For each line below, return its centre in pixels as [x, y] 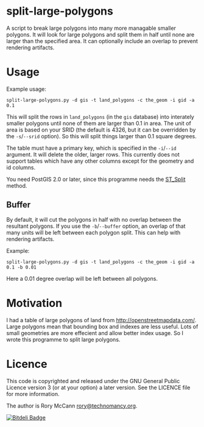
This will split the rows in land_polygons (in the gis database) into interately [100, 116]
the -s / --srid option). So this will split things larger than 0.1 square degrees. [101, 136]
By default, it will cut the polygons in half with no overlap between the [94, 219]
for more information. [33, 393]
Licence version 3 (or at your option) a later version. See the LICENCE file [98, 387]
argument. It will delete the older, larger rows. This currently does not [93, 154]
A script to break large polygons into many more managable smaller [91, 28]
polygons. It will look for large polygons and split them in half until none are [100, 34]
